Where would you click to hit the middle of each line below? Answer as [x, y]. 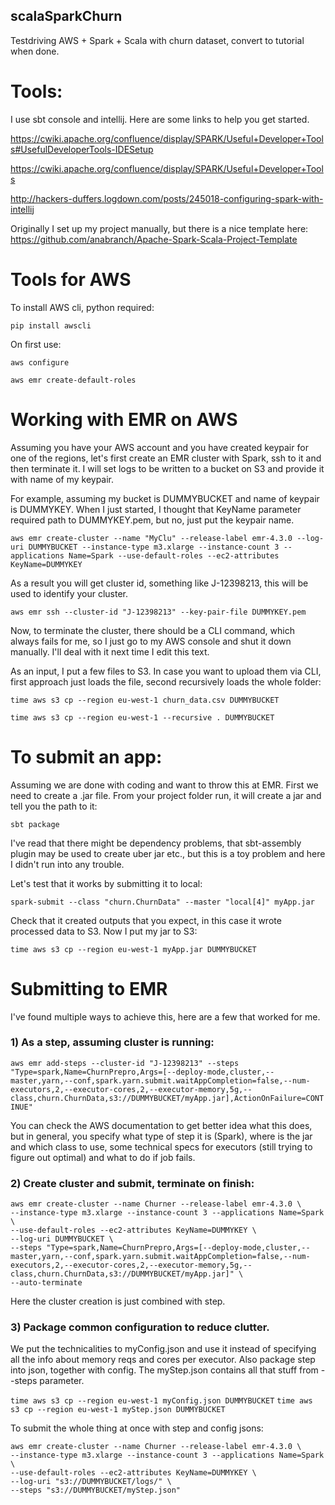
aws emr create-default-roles [73, 380]
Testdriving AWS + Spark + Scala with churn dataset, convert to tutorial [157, 40]
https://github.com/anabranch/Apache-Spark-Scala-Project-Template [154, 239]
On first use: [36, 344]
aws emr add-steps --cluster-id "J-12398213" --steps [125, 1063]
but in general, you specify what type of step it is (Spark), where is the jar [161, 1136]
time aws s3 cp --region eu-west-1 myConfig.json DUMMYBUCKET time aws [161, 1401]
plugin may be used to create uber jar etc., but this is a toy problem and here [168, 853]
